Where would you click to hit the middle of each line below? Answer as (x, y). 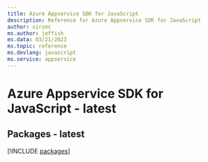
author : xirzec (29, 27)
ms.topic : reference (37, 46)
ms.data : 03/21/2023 (37, 40)
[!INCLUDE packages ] (39, 151)
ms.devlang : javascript (42, 53)
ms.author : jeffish (36, 33)
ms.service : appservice (42, 59)
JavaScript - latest (62, 108)
